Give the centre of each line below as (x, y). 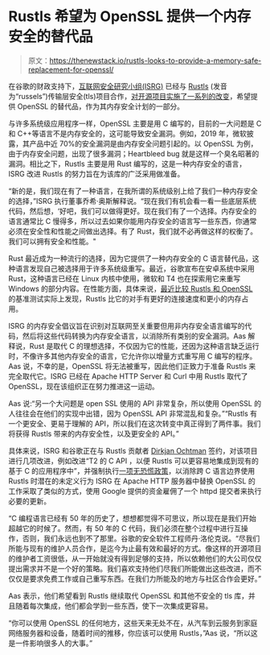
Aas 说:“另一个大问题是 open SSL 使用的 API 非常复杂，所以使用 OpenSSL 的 (135, 403)
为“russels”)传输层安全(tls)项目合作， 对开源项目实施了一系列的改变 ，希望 (130, 96)
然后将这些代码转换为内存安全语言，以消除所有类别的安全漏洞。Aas (134, 336)
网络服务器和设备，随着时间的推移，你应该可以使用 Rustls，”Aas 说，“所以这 (133, 632)
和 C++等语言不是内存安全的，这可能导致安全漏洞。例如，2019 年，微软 (128, 133)
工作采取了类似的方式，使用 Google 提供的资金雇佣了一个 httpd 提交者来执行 (135, 491)
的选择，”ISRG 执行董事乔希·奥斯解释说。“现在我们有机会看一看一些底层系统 (133, 201)
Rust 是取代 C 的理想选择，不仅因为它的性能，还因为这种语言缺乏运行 (144, 346)
